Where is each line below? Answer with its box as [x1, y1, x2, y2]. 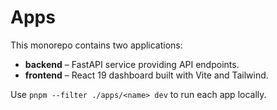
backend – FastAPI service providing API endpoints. [24, 58, 240, 70]
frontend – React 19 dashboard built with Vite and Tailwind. [24, 69, 269, 81]
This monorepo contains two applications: [10, 39, 183, 51]
